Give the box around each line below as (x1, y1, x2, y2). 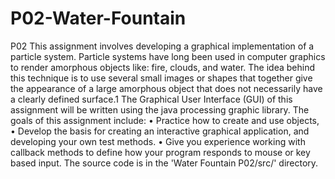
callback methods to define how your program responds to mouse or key (10, 146, 311, 158)
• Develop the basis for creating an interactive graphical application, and (10, 125, 310, 137)
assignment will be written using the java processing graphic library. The (10, 103, 310, 116)
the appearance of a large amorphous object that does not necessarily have (10, 82, 323, 94)
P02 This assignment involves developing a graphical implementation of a (10, 40, 315, 52)
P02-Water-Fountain (10, 7, 187, 30)
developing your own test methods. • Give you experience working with (10, 135, 306, 147)
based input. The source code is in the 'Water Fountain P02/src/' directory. (10, 157, 319, 169)
